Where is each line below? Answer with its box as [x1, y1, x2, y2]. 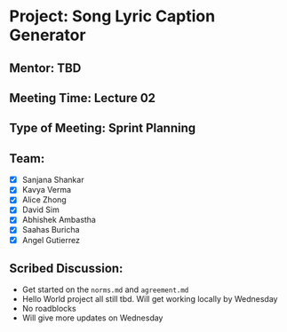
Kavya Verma [21, 185, 72, 195]
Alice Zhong [21, 194, 67, 205]
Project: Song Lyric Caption [9, 6, 216, 27]
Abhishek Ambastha [21, 215, 96, 225]
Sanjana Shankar [21, 175, 84, 186]
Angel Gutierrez [21, 234, 80, 245]
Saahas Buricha [21, 225, 80, 235]
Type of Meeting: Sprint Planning [9, 121, 196, 136]
